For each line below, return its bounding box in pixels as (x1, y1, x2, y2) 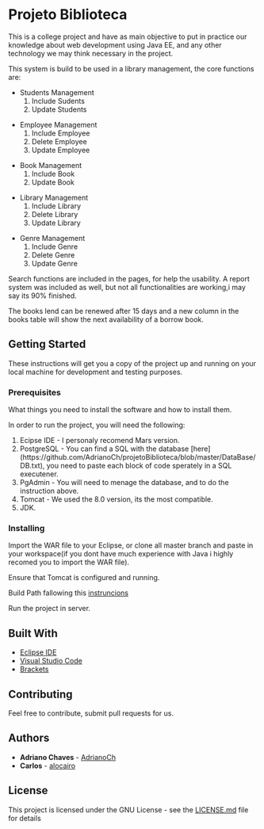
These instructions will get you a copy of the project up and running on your (8, 358, 256, 368)
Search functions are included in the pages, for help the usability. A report (8, 273, 250, 283)
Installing (8, 522, 45, 533)
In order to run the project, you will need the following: (8, 420, 186, 430)
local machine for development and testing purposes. (8, 367, 183, 376)
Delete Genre (31, 250, 75, 259)
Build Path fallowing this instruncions (8, 588, 129, 598)
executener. (19, 469, 59, 479)
